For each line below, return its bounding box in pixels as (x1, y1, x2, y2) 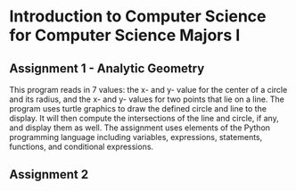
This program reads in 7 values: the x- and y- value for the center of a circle (9, 85, 288, 95)
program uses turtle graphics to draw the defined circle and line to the (9, 104, 267, 113)
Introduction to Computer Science (9, 6, 267, 27)
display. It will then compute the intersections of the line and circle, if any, (9, 113, 279, 123)
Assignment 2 (9, 167, 89, 182)
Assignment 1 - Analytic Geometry (9, 61, 205, 76)
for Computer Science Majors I (9, 25, 241, 46)
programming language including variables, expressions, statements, (9, 132, 263, 142)
